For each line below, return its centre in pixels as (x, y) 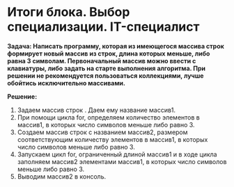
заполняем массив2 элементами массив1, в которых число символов (122, 161)
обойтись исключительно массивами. (66, 83)
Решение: (22, 96)
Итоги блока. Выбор (69, 12)
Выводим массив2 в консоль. (62, 176)
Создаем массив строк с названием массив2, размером (102, 132)
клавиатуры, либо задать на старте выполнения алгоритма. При (106, 68)
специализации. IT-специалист (103, 27)
